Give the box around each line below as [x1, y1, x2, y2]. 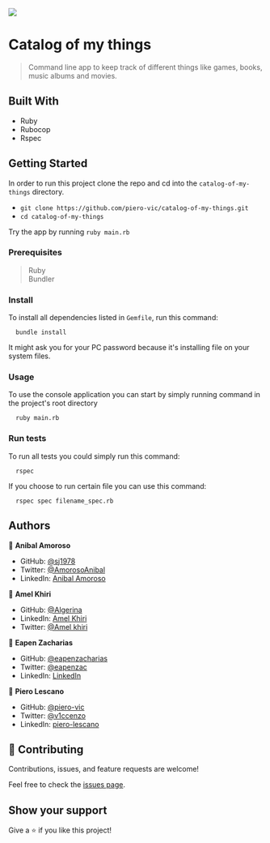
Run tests [8, 433, 47, 444]
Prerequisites [8, 247, 62, 259]
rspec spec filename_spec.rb [15, 497, 114, 505]
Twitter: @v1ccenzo [19, 710, 86, 721]
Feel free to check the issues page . [8, 780, 125, 790]
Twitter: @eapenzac [19, 661, 87, 672]
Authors [8, 519, 51, 533]
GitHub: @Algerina [19, 605, 82, 614]
